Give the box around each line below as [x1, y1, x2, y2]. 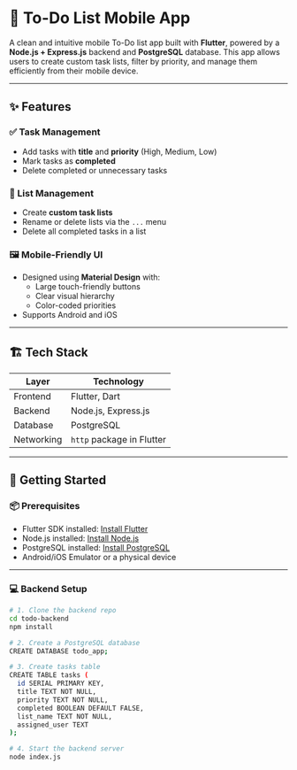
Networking [13, 434, 63, 446]
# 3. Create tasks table [9, 663, 101, 672]
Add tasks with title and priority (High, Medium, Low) [21, 146, 217, 157]
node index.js [9, 752, 62, 762]
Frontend [13, 390, 51, 403]
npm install [9, 622, 53, 631]
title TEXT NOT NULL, [17, 688, 97, 697]
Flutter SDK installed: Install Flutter [21, 523, 148, 534]
